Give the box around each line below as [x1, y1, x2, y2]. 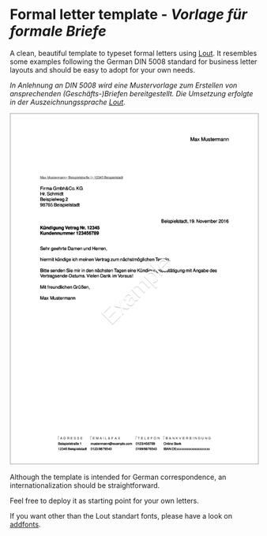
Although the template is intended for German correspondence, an [9, 472, 227, 482]
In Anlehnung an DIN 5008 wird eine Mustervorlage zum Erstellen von [9, 81, 238, 90]
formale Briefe [9, 22, 107, 40]
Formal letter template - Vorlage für [9, 6, 248, 24]
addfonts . [9, 519, 41, 530]
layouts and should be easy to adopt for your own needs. [9, 65, 195, 74]
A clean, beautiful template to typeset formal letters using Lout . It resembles [9, 48, 258, 58]
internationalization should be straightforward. [9, 481, 160, 490]
